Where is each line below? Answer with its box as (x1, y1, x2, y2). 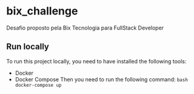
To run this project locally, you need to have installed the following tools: (6, 57, 187, 64)
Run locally (6, 42, 50, 52)
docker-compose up (15, 82, 62, 88)
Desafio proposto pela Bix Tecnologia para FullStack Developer (6, 24, 164, 31)
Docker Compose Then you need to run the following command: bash (15, 75, 188, 83)
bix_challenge (6, 4, 78, 18)
